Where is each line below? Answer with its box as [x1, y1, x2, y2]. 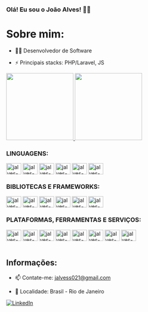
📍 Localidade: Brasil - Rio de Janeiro [14, 288, 104, 295]
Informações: [6, 258, 58, 268]
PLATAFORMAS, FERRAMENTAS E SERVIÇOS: [6, 216, 141, 224]
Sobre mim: [6, 27, 64, 41]
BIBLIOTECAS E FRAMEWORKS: [6, 183, 100, 191]
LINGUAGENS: [6, 149, 49, 157]
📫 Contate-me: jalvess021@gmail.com [14, 274, 111, 281]
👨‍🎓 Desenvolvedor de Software [14, 47, 92, 54]
